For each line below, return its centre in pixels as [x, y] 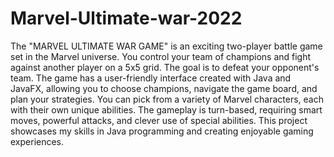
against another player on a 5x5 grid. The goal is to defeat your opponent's [165, 67]
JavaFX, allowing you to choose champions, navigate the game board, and [164, 88]
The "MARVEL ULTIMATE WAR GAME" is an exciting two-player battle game [166, 46]
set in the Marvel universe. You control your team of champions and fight [161, 56]
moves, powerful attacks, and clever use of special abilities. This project [159, 120]
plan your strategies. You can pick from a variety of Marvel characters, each [167, 99]
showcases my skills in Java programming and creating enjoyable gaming [162, 131]
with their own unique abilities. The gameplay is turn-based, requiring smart [166, 109]
